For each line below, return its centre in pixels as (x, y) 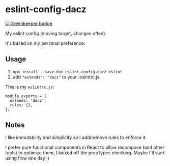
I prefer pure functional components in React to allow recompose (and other (85, 147)
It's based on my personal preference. (45, 43)
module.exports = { (26, 96)
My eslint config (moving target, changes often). (56, 33)
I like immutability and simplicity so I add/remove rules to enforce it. (76, 137)
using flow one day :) (27, 158)
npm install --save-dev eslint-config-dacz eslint (67, 72)
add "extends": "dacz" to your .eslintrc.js (56, 77)
